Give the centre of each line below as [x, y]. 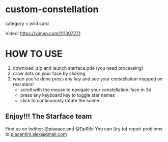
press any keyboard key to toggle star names [67, 95]
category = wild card [27, 23]
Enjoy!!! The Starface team [49, 116]
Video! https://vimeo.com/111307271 [43, 33]
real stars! [23, 84]
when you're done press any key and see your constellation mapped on [88, 79]
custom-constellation [52, 9]
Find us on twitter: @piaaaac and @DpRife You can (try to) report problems [84, 129]
